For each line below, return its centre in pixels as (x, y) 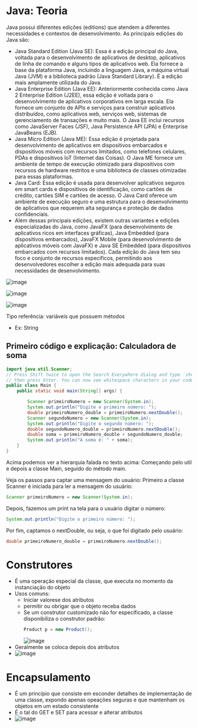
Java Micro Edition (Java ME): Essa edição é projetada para (87, 139)
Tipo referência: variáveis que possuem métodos (65, 316)
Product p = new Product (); (58, 629)
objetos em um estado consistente (57, 706)
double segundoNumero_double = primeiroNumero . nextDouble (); (104, 429)
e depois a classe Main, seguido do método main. (66, 468)
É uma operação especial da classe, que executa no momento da (94, 581)
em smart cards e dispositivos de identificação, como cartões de (93, 189)
